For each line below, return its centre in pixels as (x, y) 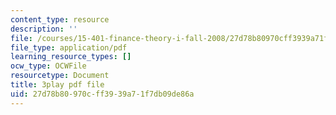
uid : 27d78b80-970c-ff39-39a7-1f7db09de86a (102, 94)
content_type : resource (60, 19)
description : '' (44, 29)
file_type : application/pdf (69, 47)
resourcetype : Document (60, 76)
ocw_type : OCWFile (48, 66)
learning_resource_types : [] (71, 57)
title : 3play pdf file (57, 85)
